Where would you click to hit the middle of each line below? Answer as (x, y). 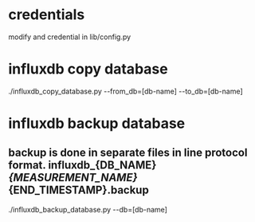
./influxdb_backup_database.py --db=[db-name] (88, 209)
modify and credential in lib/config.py (70, 37)
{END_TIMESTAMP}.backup (78, 190)
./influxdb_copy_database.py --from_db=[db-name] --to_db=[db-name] (126, 91)
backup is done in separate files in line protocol (128, 153)
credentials (47, 15)
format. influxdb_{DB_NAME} (82, 165)
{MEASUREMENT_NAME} (73, 178)
